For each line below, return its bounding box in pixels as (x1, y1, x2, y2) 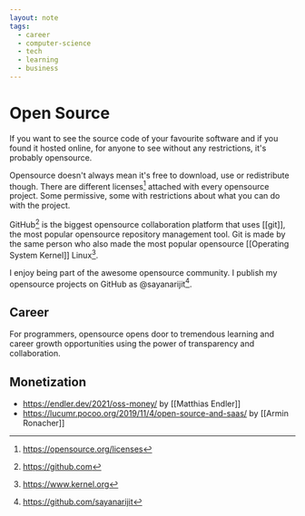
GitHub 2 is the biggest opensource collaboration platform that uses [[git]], (9, 218, 286, 230)
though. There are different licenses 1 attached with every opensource (9, 179, 270, 191)
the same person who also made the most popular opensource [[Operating (9, 239, 290, 249)
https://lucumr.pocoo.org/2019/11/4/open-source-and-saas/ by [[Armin (22, 408, 289, 419)
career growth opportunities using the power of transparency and (9, 338, 255, 349)
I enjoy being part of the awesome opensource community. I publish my (9, 267, 278, 277)
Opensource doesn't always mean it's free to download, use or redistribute (9, 170, 290, 180)
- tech (17, 47, 43, 56)
